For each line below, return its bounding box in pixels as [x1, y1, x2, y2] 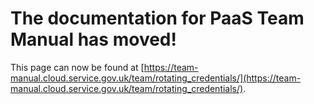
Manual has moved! [10, 28, 177, 51]
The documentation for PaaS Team [10, 7, 305, 30]
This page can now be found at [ [10, 61, 145, 73]
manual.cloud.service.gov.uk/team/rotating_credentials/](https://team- [10, 72, 302, 84]
